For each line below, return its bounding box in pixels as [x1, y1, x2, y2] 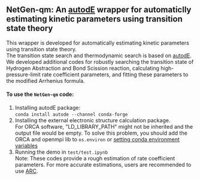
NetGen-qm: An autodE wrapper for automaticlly [6, 5, 192, 15]
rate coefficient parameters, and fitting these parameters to [41, 71, 189, 78]
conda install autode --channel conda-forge [14, 111, 128, 118]
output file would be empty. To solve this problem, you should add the [14, 129, 187, 136]
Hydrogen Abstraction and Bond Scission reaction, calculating [6, 64, 160, 72]
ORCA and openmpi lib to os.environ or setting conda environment [14, 136, 180, 143]
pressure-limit [6, 71, 41, 78]
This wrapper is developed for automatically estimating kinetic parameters [6, 39, 190, 46]
